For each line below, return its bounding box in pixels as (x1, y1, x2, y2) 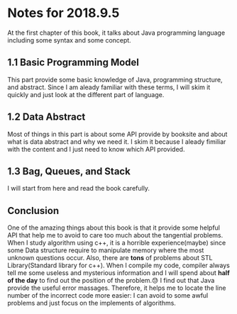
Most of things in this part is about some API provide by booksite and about (7, 130, 228, 138)
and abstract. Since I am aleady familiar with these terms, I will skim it (7, 83, 211, 91)
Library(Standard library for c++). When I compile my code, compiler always (7, 261, 231, 270)
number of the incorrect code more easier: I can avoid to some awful (7, 291, 209, 300)
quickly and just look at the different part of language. (7, 90, 165, 99)
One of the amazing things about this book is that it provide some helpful (7, 223, 220, 232)
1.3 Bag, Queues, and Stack (7, 165, 131, 177)
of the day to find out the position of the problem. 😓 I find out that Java (7, 276, 215, 285)
